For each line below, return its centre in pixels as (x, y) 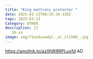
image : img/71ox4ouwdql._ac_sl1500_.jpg (47, 37)
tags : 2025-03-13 (23, 19)
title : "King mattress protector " (41, 10)
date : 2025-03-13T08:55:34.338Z (38, 14)
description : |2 (22, 28)
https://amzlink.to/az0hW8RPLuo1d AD (44, 51)
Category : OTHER (22, 23)
